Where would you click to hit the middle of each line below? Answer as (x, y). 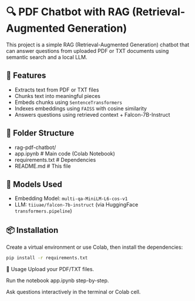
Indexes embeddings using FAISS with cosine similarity (80, 108)
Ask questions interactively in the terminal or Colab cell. (73, 292)
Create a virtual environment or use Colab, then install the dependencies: (95, 247)
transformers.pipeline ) (43, 211)
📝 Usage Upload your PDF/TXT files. (50, 269)
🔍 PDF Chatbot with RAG (68, 12)
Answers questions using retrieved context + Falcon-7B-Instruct (92, 114)
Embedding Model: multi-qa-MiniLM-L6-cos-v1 (71, 198)
